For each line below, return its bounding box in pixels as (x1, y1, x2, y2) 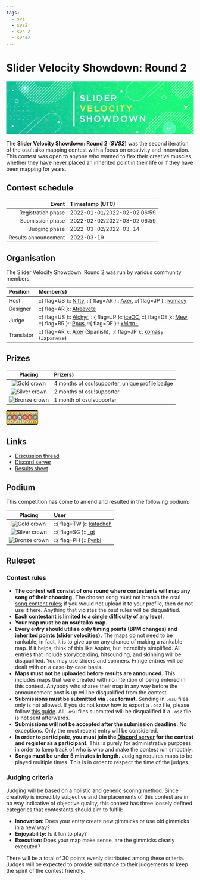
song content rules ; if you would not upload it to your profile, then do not (14, 600, 193, 607)
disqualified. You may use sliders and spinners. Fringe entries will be (14, 657, 183, 664)
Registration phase (18, 209, 65, 216)
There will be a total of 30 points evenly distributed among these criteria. (6, 854, 185, 861)
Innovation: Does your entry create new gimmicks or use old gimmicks (14, 817, 189, 824)
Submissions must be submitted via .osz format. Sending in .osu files (14, 695, 189, 702)
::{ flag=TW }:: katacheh (54, 520, 112, 527)
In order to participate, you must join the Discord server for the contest (14, 733, 194, 740)
